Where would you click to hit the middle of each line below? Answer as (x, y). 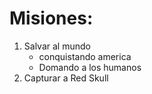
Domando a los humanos (90, 67)
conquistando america (85, 56)
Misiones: (51, 18)
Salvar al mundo (57, 46)
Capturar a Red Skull (66, 78)
